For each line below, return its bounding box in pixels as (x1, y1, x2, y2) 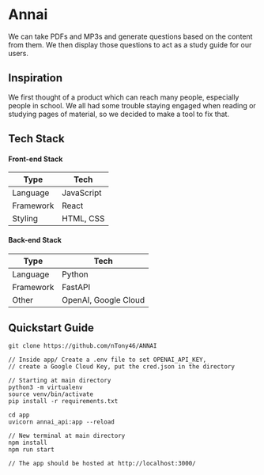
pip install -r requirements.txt (8, 398, 119, 405)
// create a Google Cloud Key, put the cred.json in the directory (8, 363, 236, 371)
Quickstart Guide (8, 321, 95, 334)
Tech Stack (8, 132, 65, 145)
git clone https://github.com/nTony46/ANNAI (8, 342, 157, 350)
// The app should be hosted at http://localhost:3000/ (8, 460, 196, 468)
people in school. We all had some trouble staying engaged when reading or (8, 100, 257, 110)
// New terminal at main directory (8, 432, 126, 440)
